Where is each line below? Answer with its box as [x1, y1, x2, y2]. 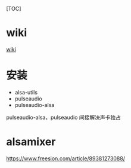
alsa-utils [14, 88, 38, 96]
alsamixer [6, 135, 56, 149]
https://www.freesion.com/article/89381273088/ [6, 155, 125, 162]
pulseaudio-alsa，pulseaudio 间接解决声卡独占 [6, 114, 121, 121]
